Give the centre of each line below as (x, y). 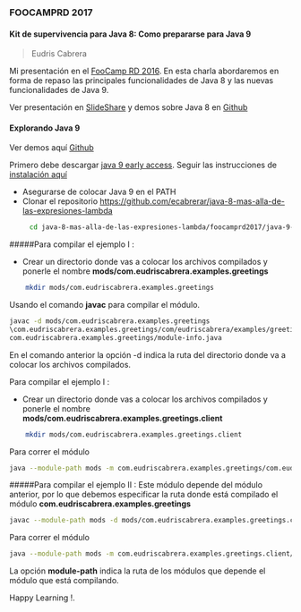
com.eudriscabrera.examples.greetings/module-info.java (116, 337)
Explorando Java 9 (45, 128)
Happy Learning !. (43, 598)
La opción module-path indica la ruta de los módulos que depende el (138, 571)
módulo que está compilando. (64, 581)
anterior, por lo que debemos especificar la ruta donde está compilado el (144, 495)
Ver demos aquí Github (52, 148)
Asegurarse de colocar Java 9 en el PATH (99, 192)
